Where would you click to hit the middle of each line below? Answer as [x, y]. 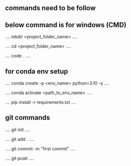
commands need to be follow [50, 8]
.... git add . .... [20, 139]
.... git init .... [18, 130]
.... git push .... [20, 158]
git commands [28, 118]
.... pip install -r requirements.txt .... [41, 102]
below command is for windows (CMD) [66, 25]
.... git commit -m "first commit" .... [40, 149]
